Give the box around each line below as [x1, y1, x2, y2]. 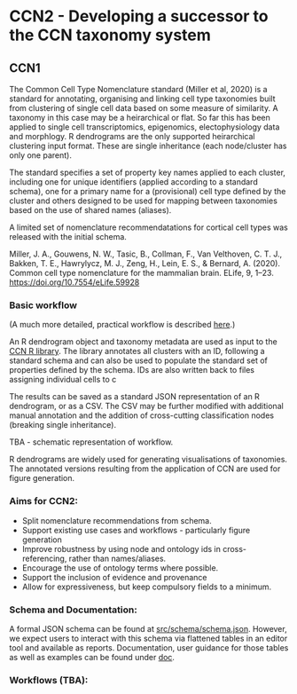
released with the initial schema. [9, 232, 127, 241]
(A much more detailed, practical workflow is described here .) [9, 319, 236, 330]
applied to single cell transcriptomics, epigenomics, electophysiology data [9, 122, 280, 132]
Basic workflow [9, 299, 78, 312]
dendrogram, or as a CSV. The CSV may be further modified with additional [9, 401, 284, 412]
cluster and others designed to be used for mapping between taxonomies [9, 195, 277, 206]
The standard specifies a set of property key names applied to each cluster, [9, 167, 286, 177]
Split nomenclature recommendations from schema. [21, 515, 213, 525]
